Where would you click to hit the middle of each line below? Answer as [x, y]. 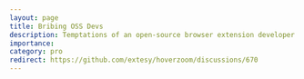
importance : [32, 43]
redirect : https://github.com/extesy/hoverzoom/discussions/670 [134, 60]
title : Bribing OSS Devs [56, 26]
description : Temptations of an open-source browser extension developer [152, 35]
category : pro [36, 52]
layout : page [34, 18]
